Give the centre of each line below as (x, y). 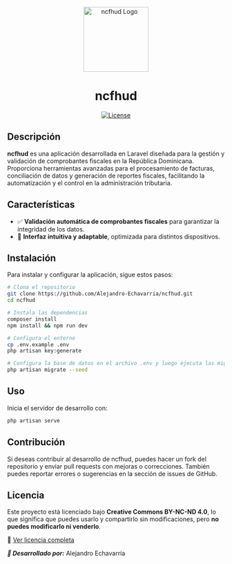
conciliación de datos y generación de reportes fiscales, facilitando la (106, 176)
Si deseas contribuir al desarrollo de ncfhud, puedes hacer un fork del (107, 459)
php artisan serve (33, 421)
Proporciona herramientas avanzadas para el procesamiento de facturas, (111, 168)
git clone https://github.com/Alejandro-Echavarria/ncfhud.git (100, 294)
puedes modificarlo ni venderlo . (54, 527)
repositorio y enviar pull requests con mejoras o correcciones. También (109, 466)
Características (41, 205)
